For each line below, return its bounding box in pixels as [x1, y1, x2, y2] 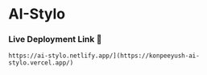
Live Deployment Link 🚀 [8, 34, 102, 45]
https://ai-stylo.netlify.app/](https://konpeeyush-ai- [8, 52, 200, 60]
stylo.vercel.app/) [8, 59, 74, 67]
